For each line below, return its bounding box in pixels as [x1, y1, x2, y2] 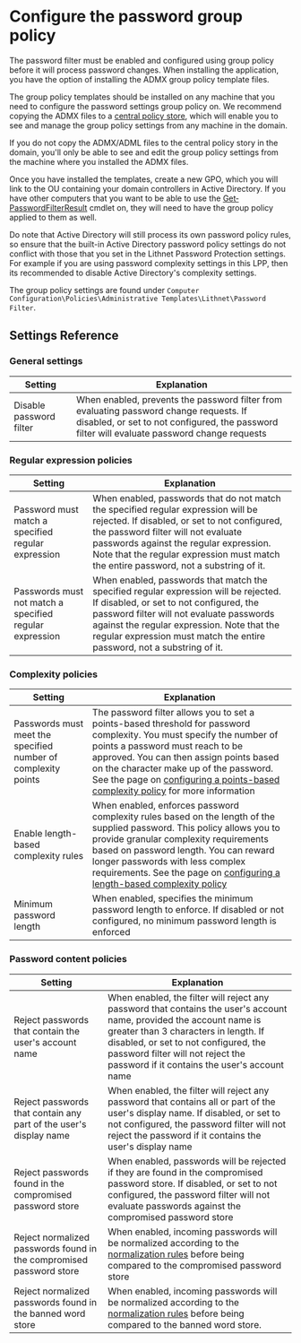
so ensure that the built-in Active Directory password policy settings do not [9, 238, 287, 249]
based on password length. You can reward [92, 845, 275, 857]
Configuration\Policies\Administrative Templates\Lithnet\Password [9, 294, 267, 303]
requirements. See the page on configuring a [92, 867, 280, 879]
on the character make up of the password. [92, 762, 274, 775]
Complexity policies [9, 668, 99, 680]
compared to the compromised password [107, 1259, 282, 1271]
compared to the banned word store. [107, 1318, 262, 1330]
